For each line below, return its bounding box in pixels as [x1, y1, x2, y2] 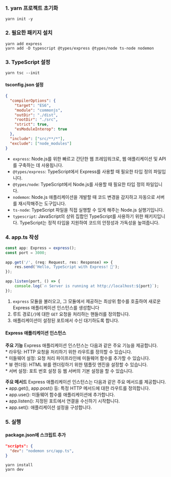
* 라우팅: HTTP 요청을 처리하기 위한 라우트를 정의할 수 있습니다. [5, 349, 133, 355]
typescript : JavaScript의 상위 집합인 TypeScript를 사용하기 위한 [12, 213, 144, 219]
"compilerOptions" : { [10, 98, 56, 103]
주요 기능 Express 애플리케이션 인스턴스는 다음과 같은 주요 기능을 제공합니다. [5, 342, 158, 348]
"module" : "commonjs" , [14, 107, 63, 113]
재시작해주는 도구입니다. [18, 200, 66, 207]
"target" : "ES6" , [14, 103, 52, 108]
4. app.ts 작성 [5, 234, 39, 241]
